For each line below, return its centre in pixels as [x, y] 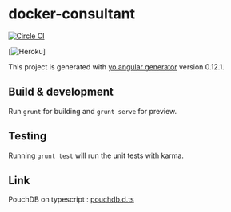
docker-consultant [72, 14]
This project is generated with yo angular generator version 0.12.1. [117, 67]
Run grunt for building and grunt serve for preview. [93, 111]
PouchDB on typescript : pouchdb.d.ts [71, 199]
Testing [28, 136]
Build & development [61, 92]
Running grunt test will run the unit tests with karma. [96, 155]
